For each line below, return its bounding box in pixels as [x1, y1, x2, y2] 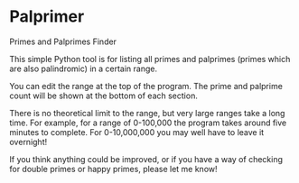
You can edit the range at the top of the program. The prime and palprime [9, 80, 283, 91]
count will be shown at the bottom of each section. [9, 90, 199, 101]
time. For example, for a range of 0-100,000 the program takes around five [9, 117, 287, 128]
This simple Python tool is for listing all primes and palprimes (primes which [9, 53, 291, 64]
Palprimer [9, 6, 85, 27]
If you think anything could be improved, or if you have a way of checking [9, 153, 283, 164]
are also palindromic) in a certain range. [9, 63, 158, 74]
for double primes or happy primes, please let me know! [9, 163, 219, 174]
